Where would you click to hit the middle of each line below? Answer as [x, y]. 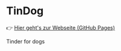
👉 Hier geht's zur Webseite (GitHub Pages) [61, 27]
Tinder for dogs [26, 41]
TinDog [25, 11]
